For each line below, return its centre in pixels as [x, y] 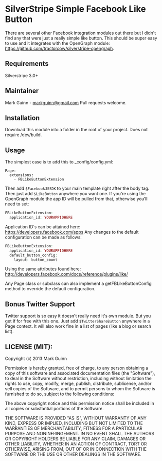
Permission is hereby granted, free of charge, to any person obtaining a [77, 368]
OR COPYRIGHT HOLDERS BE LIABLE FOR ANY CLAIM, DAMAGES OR [75, 439]
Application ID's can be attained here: [43, 227]
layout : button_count [36, 260]
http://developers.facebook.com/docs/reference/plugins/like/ [66, 274]
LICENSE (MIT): [29, 347]
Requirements [27, 64]
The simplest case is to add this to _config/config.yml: [59, 162]
